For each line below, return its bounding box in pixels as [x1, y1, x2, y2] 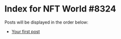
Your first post [11, 28, 40, 34]
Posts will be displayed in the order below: [4, 19, 89, 25]
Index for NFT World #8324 [4, 3, 116, 14]
